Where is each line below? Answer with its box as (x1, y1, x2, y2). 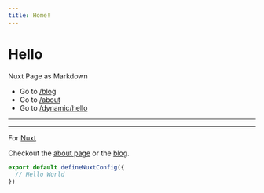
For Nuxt (8, 133, 37, 142)
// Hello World (15, 170, 65, 179)
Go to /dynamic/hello (19, 103, 88, 112)
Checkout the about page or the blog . (8, 148, 130, 158)
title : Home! (8, 11, 51, 20)
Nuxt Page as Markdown (8, 71, 88, 81)
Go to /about (19, 95, 61, 104)
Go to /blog (19, 86, 57, 96)
